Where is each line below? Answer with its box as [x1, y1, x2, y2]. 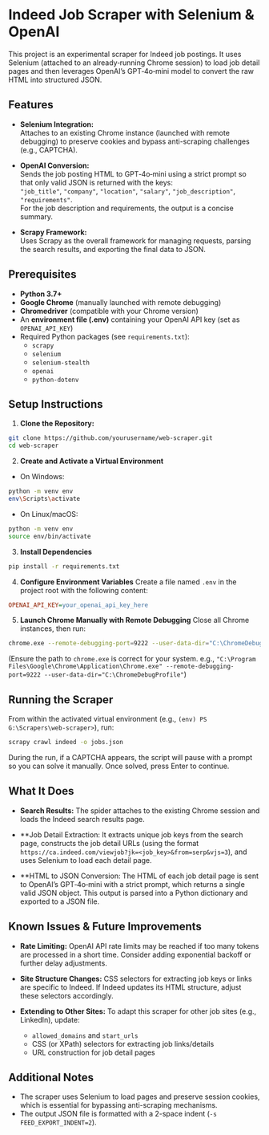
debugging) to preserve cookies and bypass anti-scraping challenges [19, 136, 250, 146]
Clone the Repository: [19, 419, 94, 429]
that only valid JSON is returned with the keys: [19, 177, 174, 187]
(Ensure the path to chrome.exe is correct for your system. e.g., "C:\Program [8, 654, 256, 664]
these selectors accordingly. [19, 991, 114, 1000]
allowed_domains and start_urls [31, 1030, 139, 1040]
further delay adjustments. [19, 958, 108, 968]
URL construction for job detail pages [31, 1048, 155, 1057]
